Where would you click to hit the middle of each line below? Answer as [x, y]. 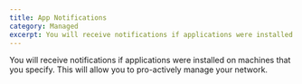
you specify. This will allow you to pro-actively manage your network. [139, 70]
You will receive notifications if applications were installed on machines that [150, 61]
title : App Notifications [58, 18]
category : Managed [44, 26]
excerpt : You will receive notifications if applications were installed [151, 34]
